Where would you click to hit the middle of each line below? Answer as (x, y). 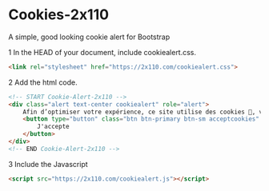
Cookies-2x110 (59, 15)
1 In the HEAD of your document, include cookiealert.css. (102, 52)
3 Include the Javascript (48, 164)
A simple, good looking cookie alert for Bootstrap (89, 37)
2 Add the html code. (43, 82)
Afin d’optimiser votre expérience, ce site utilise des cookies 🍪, (139, 112)
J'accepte (53, 127)
